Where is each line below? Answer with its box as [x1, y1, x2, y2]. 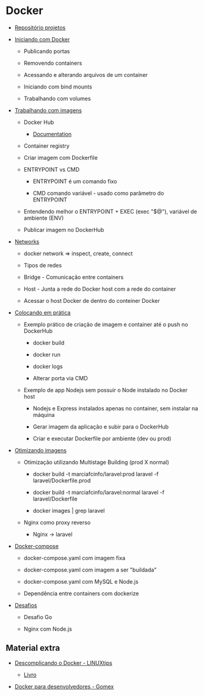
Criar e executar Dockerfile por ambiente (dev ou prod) [32, 435, 172, 442]
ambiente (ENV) [23, 214, 64, 222]
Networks [14, 237, 40, 245]
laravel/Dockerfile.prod [32, 477, 91, 484]
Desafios [14, 601, 37, 609]
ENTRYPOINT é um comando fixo [32, 178, 117, 185]
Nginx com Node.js [23, 625, 73, 633]
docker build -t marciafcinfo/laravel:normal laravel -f [32, 488, 165, 496]
